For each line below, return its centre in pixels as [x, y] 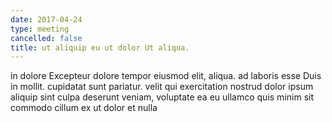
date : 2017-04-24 [46, 19]
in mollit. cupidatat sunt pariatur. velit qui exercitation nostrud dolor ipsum [162, 87]
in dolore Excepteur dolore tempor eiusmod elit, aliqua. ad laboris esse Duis [166, 76]
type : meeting [40, 29]
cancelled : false [46, 38]
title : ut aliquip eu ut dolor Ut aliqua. [100, 47]
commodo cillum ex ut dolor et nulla [84, 108]
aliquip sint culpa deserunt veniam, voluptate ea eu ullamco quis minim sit [162, 97]
